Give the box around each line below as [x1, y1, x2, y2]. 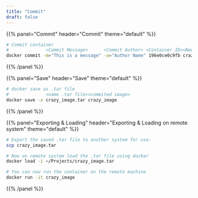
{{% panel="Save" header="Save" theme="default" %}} [6, 75, 143, 82]
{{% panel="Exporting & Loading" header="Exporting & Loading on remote [6, 119, 188, 126]
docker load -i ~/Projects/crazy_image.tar [6, 159, 115, 164]
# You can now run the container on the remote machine [6, 169, 146, 175]
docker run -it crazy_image [6, 174, 75, 180]
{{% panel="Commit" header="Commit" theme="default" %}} [6, 30, 156, 37]
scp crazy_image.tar [6, 142, 57, 148]
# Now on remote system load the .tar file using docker [6, 153, 149, 159]
